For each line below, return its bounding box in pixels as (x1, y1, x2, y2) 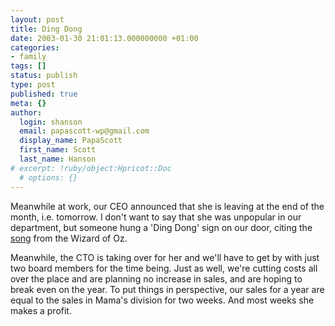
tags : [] (10, 61, 47, 71)
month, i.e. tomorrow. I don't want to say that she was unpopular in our (10, 211, 302, 223)
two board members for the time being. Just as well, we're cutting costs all (10, 262, 318, 274)
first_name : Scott (19, 145, 97, 155)
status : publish (10, 71, 78, 81)
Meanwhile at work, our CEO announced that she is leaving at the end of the (10, 200, 325, 212)
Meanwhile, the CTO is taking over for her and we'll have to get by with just (10, 251, 320, 263)
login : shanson (19, 117, 83, 127)
